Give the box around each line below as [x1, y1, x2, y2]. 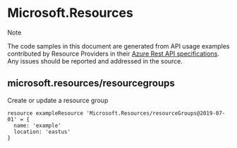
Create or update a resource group [7, 96, 109, 104]
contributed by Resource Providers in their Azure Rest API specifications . [7, 49, 220, 58]
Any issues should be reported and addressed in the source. [7, 56, 183, 65]
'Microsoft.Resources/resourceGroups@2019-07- [85, 109, 226, 117]
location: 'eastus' [13, 128, 71, 135]
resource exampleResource [7, 109, 83, 117]
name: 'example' [13, 122, 61, 129]
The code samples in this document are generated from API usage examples [7, 42, 230, 50]
